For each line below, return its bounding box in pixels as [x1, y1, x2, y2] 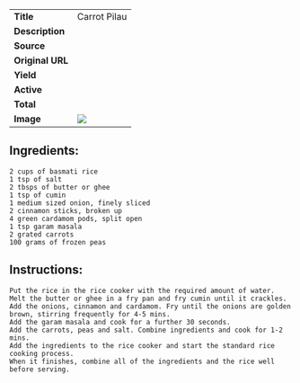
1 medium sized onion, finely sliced [9, 198, 151, 208]
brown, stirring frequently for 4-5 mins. [9, 309, 171, 318]
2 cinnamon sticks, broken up [9, 206, 123, 215]
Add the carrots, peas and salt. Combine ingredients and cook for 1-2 [9, 325, 283, 334]
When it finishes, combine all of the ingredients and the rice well [9, 357, 276, 366]
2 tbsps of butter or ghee [9, 183, 110, 191]
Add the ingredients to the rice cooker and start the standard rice [9, 341, 276, 350]
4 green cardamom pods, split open [9, 214, 143, 223]
